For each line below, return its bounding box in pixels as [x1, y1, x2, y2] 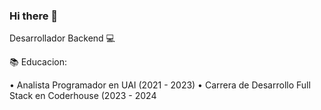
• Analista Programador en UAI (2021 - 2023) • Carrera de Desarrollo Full [9, 79, 311, 91]
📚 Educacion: [9, 56, 68, 68]
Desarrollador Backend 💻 [9, 32, 116, 44]
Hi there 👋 [9, 9, 59, 23]
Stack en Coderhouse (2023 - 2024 [9, 90, 157, 102]
